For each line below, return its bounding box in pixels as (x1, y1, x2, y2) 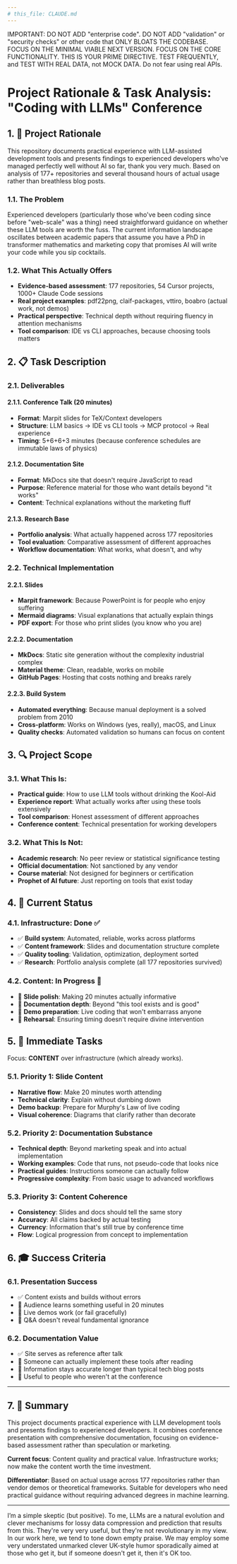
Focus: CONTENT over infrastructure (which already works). (7, 1054, 183, 1062)
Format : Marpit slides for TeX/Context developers (17, 413, 162, 422)
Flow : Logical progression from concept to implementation (17, 1231, 188, 1239)
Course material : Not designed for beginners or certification (17, 868, 194, 878)
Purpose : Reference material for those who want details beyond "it (17, 483, 212, 492)
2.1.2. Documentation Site (7, 460, 85, 468)
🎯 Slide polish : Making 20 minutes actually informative (17, 992, 176, 1001)
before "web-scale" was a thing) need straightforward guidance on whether (7, 217, 228, 226)
